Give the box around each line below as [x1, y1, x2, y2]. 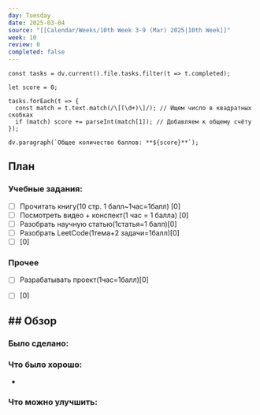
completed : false [8, 48, 65, 56]
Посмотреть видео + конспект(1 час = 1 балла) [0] [19, 210, 189, 220]
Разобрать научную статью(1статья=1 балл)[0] [19, 219, 177, 228]
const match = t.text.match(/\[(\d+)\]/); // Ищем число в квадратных [15, 104, 252, 112]
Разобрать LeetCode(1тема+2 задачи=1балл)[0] [19, 228, 180, 237]
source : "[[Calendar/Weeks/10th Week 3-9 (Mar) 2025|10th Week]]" [8, 26, 231, 34]
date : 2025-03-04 [8, 19, 65, 27]
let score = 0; [8, 83, 58, 91]
